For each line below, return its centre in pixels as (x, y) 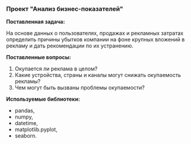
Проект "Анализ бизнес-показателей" (65, 9)
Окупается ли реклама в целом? (56, 69)
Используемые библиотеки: (43, 99)
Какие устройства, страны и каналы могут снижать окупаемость (98, 75)
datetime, (26, 123)
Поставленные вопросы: (39, 57)
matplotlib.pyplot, (36, 130)
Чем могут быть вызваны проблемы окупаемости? (80, 88)
